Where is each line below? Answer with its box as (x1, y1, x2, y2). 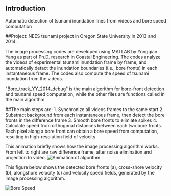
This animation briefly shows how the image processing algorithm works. (5, 143, 159, 149)
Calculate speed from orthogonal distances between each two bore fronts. (5, 122, 162, 128)
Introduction (5, 4, 46, 13)
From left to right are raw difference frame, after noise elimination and (5, 148, 152, 155)
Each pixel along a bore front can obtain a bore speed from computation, (5, 128, 158, 134)
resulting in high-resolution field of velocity (5, 133, 96, 140)
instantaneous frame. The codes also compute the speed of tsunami (5, 70, 149, 76)
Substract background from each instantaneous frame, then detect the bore (5, 112, 165, 118)
